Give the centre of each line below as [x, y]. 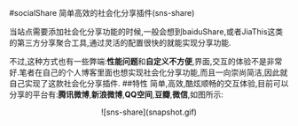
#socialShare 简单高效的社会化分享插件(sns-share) [102, 13]
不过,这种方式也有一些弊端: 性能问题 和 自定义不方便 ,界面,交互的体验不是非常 [146, 61]
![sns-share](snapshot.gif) [149, 112]
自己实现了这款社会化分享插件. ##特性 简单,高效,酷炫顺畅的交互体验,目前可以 [149, 83]
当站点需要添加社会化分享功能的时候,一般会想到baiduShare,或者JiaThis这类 [146, 32]
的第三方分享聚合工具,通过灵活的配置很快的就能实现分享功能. [121, 43]
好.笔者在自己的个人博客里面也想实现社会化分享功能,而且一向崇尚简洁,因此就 [149, 72]
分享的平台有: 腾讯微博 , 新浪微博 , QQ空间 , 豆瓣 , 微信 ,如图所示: [117, 94]
